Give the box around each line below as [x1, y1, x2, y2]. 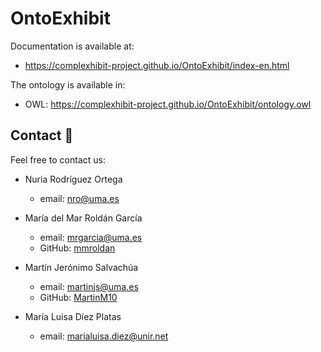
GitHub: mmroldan [39, 242, 116, 254]
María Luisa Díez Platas [24, 310, 122, 322]
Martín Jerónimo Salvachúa [24, 261, 139, 273]
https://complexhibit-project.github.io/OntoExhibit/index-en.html [24, 59, 290, 71]
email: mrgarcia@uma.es [39, 231, 143, 243]
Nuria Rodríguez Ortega [24, 173, 123, 185]
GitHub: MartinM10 [39, 291, 118, 303]
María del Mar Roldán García [24, 212, 143, 224]
